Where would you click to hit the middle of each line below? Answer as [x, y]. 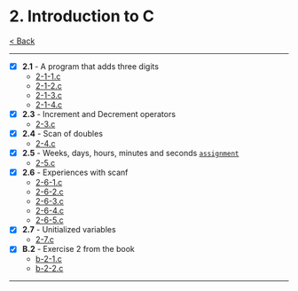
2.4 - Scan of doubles [63, 134]
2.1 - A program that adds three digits [90, 66]
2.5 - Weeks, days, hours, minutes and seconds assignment [130, 153]
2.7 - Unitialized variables [69, 230]
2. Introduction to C [82, 16]
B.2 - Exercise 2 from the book [78, 249]
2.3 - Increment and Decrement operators [98, 114]
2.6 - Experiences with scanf [75, 173]
